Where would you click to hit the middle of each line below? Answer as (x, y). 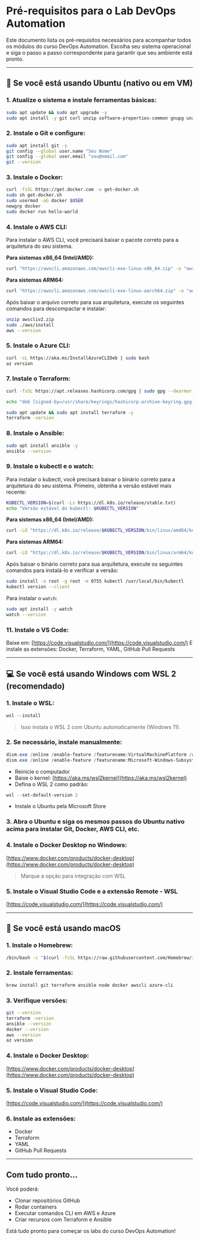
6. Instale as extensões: (41, 1118)
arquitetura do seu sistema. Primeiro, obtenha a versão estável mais (89, 485)
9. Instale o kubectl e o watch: (50, 466)
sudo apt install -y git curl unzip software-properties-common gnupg (95, 118)
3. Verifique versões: (37, 1001)
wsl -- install (24, 715)
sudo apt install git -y (37, 146)
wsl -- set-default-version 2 (42, 795)
